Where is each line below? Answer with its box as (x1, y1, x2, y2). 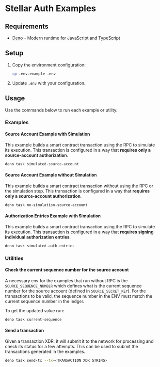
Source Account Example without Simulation (5, 172, 97, 178)
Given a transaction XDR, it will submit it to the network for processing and (5, 338, 154, 344)
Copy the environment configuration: (12, 62, 86, 68)
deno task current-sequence (5, 317, 62, 322)
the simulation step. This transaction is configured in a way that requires (5, 188, 150, 194)
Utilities (5, 255, 24, 262)
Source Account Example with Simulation (5, 131, 91, 137)
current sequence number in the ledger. (5, 298, 85, 304)
